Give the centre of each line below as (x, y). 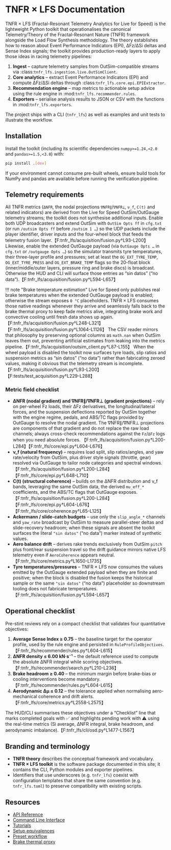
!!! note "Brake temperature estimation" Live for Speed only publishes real (83, 290)
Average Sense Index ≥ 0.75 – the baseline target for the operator (82, 639)
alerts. (88, 696)
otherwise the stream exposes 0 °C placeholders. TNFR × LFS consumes (82, 301)
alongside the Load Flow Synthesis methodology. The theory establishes (82, 40)
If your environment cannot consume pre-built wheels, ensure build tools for (86, 173)
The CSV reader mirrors (133, 330)
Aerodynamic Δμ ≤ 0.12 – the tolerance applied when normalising (82, 691)
